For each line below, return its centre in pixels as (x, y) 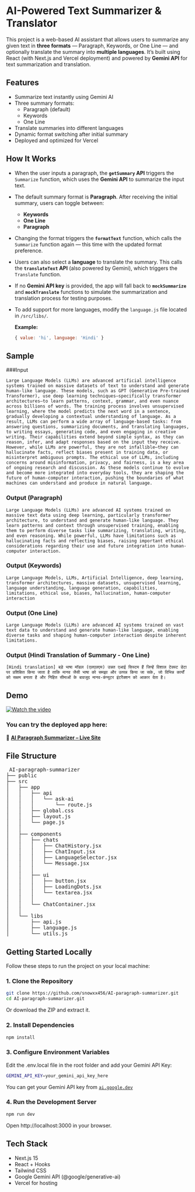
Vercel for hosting (36, 1183)
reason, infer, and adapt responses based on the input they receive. (94, 442)
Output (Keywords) (34, 566)
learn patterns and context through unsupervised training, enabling (93, 525)
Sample (20, 356)
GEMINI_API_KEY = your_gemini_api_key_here (57, 1075)
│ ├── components (34, 834)
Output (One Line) (32, 613)
